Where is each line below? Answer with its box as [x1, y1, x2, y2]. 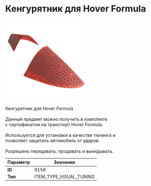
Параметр [7, 159, 30, 165]
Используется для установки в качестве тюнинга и [5, 132, 116, 138]
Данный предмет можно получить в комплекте [5, 116, 108, 122]
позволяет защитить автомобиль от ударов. [5, 137, 100, 143]
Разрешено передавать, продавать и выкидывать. [5, 148, 114, 154]
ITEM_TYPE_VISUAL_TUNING [34, 173, 95, 179]
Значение [53, 159, 75, 165]
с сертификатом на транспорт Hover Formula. [5, 121, 103, 127]
